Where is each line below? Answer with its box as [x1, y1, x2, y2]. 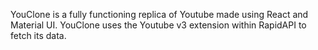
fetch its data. [10, 30, 67, 41]
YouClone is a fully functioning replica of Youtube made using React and [10, 9, 309, 20]
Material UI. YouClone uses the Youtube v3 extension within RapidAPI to [10, 19, 307, 31]
